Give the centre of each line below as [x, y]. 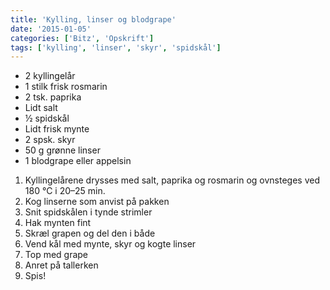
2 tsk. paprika [53, 97]
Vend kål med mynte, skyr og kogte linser [110, 244]
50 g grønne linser [62, 150]
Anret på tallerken [61, 265]
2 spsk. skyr [50, 140]
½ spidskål [47, 118]
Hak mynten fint [58, 223]
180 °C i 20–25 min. [65, 191]
